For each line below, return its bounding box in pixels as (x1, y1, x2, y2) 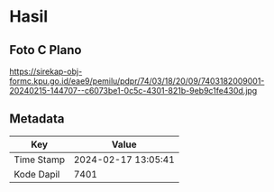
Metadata (9, 111, 65, 127)
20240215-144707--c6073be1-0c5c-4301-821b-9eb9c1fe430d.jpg (9, 86, 258, 96)
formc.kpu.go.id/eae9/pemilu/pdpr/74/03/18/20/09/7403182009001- (9, 76, 265, 87)
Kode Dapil (14, 168, 60, 180)
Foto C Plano (9, 42, 82, 58)
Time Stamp (14, 153, 66, 166)
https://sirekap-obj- (9, 66, 83, 77)
